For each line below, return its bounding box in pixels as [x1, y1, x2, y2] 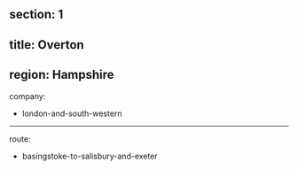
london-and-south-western [21, 108, 122, 119]
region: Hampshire [9, 67, 114, 82]
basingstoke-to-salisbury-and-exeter [21, 151, 158, 161]
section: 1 [9, 7, 64, 22]
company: [9, 90, 46, 101]
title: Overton [9, 37, 84, 52]
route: [9, 133, 31, 144]
